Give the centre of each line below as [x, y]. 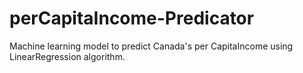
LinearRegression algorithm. [67, 56]
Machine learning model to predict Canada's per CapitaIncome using [151, 46]
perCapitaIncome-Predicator [132, 18]
